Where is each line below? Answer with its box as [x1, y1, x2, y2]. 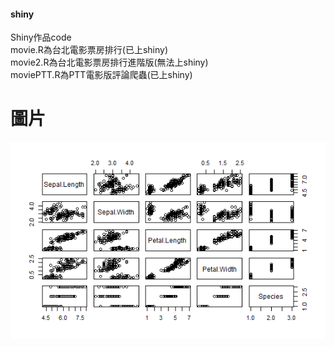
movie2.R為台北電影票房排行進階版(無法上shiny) [10, 56, 209, 69]
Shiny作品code [10, 31, 72, 44]
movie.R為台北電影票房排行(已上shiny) [10, 44, 169, 56]
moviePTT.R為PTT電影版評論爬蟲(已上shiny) [10, 69, 193, 81]
